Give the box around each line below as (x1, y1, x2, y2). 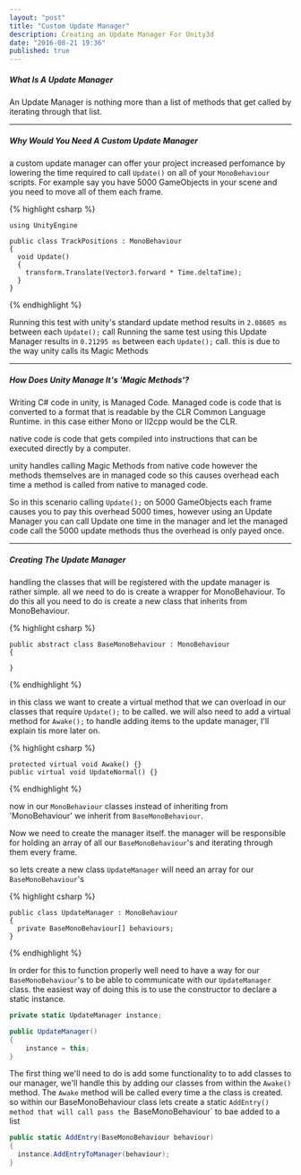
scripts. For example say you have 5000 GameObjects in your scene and (9, 177, 278, 188)
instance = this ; (25, 1043, 90, 1053)
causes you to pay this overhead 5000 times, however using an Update (9, 506, 273, 517)
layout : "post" (9, 13, 66, 22)
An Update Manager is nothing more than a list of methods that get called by (9, 97, 292, 108)
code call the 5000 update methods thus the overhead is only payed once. (9, 525, 285, 536)
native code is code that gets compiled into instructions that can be (9, 434, 258, 445)
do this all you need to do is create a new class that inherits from (9, 596, 248, 606)
